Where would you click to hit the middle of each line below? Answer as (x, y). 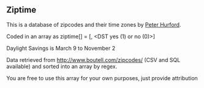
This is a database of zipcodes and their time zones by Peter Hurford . (94, 24)
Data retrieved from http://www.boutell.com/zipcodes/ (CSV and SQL (93, 59)
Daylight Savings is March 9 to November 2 (61, 48)
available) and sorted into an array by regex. (62, 66)
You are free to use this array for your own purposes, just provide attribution (102, 78)
